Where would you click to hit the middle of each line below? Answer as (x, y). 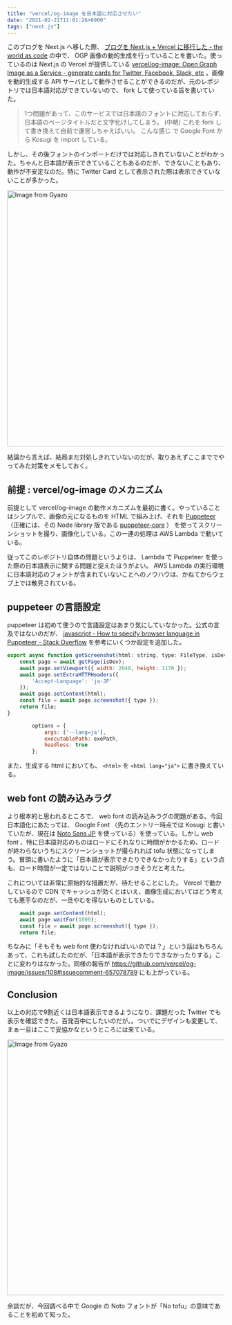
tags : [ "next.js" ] (33, 26)
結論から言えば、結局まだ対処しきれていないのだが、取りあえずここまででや (116, 457)
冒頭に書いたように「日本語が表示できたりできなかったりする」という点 (122, 859)
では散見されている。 (49, 583)
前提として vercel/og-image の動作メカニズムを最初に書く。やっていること (114, 508)
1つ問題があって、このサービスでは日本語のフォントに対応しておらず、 (124, 114)
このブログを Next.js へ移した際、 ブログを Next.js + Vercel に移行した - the (115, 47)
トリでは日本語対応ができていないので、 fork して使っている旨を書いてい (111, 90)
